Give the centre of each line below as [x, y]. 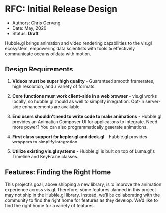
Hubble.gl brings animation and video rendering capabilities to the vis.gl [79, 43]
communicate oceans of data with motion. [48, 54]
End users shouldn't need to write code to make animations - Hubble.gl [87, 116]
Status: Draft [25, 33]
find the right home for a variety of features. [50, 205]
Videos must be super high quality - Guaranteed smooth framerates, [83, 81]
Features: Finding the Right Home [58, 172]
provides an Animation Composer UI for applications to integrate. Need [85, 121]
